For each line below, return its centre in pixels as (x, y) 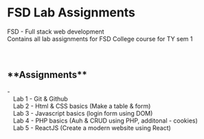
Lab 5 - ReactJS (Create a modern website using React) (92, 127)
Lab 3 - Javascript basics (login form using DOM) (83, 113)
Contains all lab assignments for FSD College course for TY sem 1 (100, 38)
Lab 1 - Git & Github (41, 99)
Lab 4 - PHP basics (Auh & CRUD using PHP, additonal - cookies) (105, 121)
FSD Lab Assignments (71, 13)
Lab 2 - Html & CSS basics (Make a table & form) (82, 106)
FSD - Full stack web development (56, 31)
